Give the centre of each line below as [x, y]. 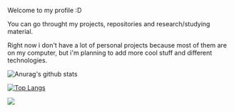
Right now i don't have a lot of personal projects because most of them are [117, 45]
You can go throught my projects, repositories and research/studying [109, 24]
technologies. [27, 60]
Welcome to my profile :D [45, 10]
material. [20, 32]
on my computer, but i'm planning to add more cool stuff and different [110, 53]
